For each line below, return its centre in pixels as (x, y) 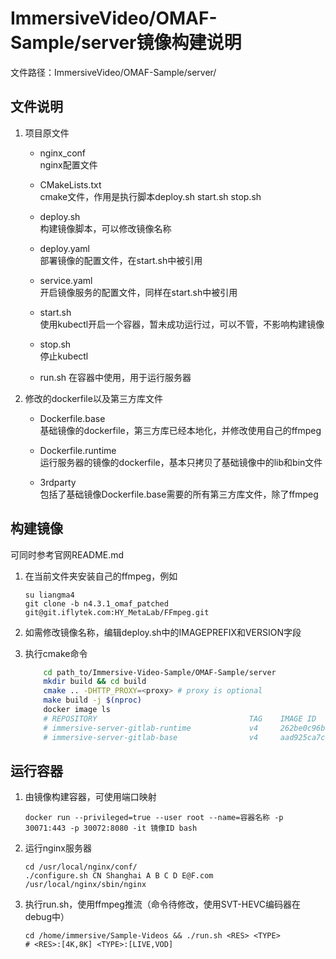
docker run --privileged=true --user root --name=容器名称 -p (154, 818)
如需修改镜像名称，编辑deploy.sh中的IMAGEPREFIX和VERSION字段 (163, 632)
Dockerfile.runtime (78, 450)
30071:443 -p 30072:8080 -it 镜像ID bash (111, 828)
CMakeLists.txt (70, 184)
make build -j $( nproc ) (92, 700)
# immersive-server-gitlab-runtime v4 (151, 728)
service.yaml (66, 280)
